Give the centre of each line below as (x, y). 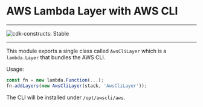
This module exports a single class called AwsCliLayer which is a (86, 51)
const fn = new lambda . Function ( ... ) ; (55, 80)
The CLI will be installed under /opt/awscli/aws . (66, 97)
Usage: (15, 69)
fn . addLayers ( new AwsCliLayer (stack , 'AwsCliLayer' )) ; (77, 86)
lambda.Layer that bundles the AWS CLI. (56, 57)
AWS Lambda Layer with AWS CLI (92, 11)
